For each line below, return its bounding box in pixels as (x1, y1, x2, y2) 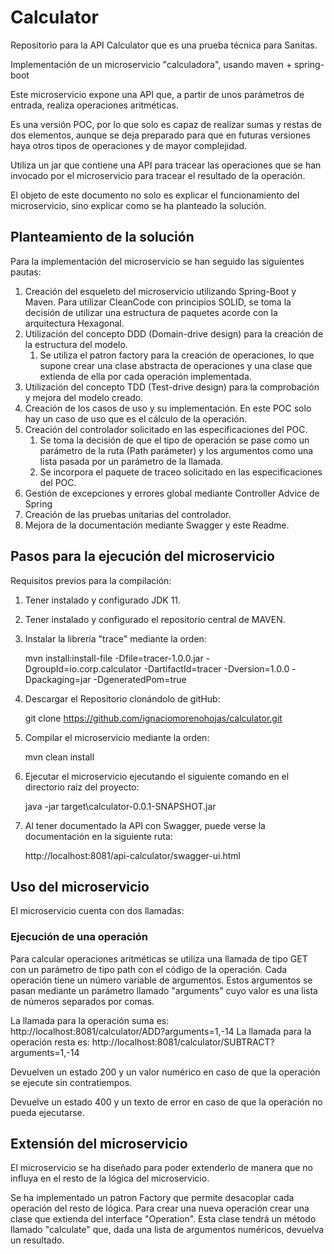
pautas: (10, 266, 42, 278)
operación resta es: (10, 1036, 90, 1048)
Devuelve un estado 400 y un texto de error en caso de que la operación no (10, 1096, 323, 1108)
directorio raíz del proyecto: (24, 781, 140, 793)
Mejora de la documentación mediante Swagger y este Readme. (24, 519, 290, 531)
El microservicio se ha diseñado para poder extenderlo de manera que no (10, 1162, 314, 1174)
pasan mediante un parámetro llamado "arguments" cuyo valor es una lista (10, 984, 318, 996)
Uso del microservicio (10, 878, 150, 895)
